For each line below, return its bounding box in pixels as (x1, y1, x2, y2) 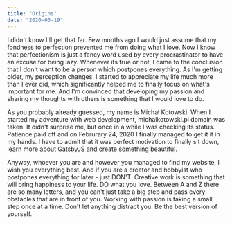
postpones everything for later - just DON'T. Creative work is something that (7, 172, 225, 181)
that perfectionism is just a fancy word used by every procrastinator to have (7, 50, 224, 59)
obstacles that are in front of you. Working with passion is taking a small (7, 195, 213, 203)
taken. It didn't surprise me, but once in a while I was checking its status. (7, 123, 215, 131)
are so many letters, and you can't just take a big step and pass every (7, 188, 206, 196)
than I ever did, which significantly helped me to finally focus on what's (7, 80, 210, 88)
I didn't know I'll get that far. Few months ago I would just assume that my (7, 35, 217, 44)
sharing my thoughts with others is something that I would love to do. (7, 94, 204, 102)
